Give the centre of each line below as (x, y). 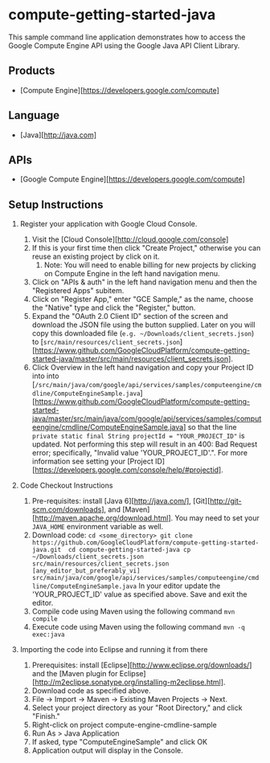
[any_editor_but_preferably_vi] (86, 571)
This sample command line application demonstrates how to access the (127, 37)
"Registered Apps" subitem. (78, 291)
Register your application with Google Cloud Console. (108, 224)
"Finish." (46, 716)
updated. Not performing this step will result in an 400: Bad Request (145, 444)
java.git (47, 550)
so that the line (212, 427)
